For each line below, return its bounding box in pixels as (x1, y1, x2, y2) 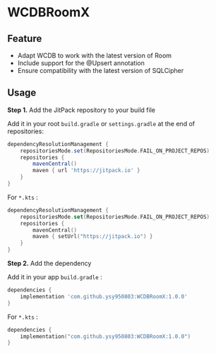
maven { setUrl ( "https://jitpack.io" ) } (32, 233, 153, 240)
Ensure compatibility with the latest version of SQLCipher (17, 67, 184, 74)
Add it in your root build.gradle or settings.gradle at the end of (7, 119, 196, 128)
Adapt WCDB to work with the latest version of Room (17, 51, 172, 60)
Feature (7, 33, 42, 45)
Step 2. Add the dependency (7, 259, 92, 268)
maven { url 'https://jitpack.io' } (32, 167, 140, 174)
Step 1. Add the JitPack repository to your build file (7, 106, 155, 114)
